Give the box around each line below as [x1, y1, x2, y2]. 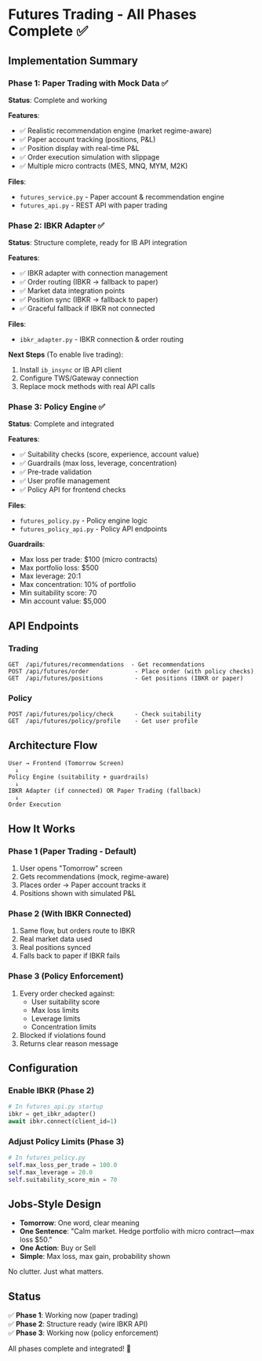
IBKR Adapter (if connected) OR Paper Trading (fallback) [8, 787, 202, 795]
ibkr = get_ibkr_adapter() [8, 1110, 96, 1118]
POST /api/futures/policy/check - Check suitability [8, 710, 202, 718]
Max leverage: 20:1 [19, 571, 81, 581]
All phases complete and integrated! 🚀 [8, 1344, 132, 1353]
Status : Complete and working [8, 95, 107, 105]
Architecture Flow [8, 739, 98, 752]
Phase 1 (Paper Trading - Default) [8, 846, 137, 857]
